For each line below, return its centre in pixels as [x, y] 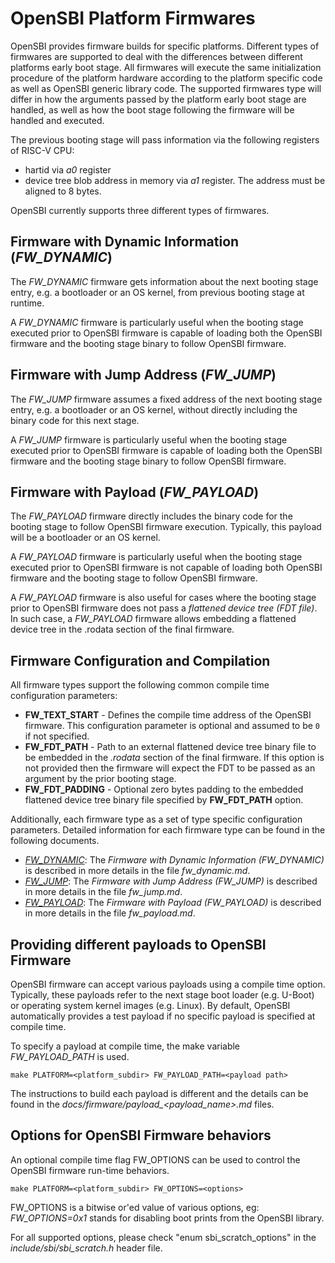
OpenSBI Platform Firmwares [133, 18]
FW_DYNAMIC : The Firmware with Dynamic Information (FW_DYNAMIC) [174, 860]
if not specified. [57, 736]
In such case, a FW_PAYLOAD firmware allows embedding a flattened [153, 619]
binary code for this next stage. [75, 420]
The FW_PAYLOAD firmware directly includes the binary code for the [151, 516]
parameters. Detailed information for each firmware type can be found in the [168, 830]
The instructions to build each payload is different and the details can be [159, 1093]
